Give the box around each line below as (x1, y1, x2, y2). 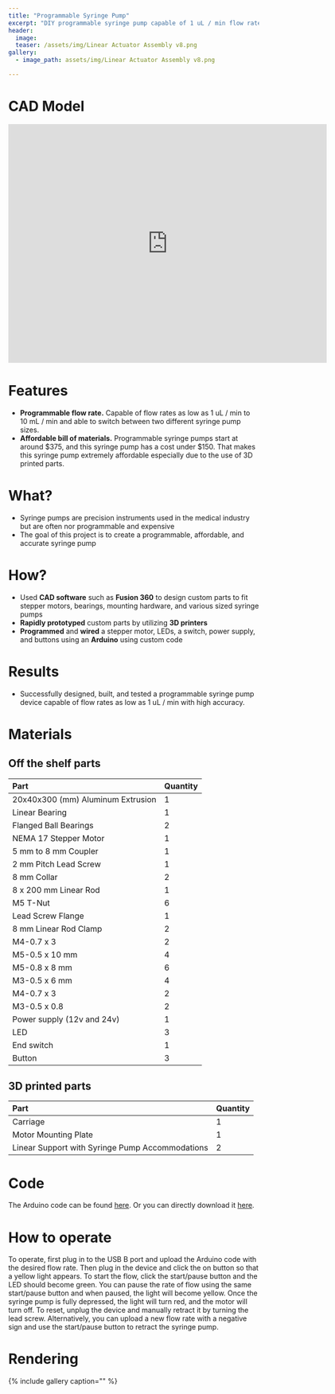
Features (8, 382, 68, 399)
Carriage (12, 1116, 45, 1127)
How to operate (8, 1229, 112, 1246)
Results (8, 662, 60, 680)
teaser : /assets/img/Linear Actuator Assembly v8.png (15, 41, 197, 49)
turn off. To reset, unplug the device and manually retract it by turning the (8, 1306, 249, 1315)
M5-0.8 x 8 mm (12, 962, 73, 973)
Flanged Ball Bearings (12, 820, 94, 831)
